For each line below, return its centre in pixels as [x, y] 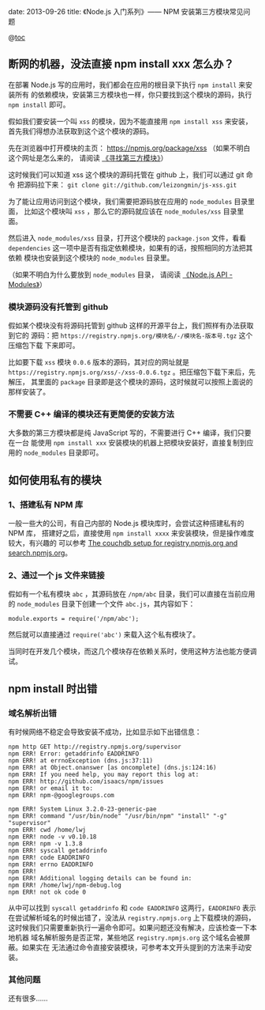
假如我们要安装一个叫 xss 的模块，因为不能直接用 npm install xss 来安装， [130, 121]
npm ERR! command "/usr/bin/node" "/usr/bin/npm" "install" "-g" [118, 816]
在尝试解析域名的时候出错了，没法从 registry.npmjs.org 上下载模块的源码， [132, 918]
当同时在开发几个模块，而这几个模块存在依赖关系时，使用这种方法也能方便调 [132, 652]
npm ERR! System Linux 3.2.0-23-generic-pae [82, 809]
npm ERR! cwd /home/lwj [47, 830]
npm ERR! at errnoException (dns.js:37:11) [81, 761]
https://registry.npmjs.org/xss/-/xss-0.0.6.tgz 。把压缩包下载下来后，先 [132, 372]
